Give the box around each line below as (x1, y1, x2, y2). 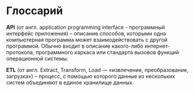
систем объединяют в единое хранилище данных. (6, 78, 134, 86)
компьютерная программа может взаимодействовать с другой (6, 36, 168, 43)
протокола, (6, 48, 34, 55)
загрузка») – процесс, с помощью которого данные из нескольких (6, 73, 176, 80)
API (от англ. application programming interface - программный (6, 24, 165, 31)
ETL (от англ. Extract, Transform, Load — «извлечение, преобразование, (6, 66, 189, 73)
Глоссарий (6, 4, 63, 18)
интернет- (144, 42, 170, 50)
